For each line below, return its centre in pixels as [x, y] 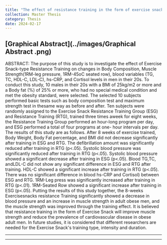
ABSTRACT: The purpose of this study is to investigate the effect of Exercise [83, 64]
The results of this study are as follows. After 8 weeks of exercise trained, [81, 132]
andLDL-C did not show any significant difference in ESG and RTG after [78, 164]
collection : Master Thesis [33, 14]
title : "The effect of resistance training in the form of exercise [78, 10]
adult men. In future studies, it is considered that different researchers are [81, 223]
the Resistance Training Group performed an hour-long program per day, [80, 122]
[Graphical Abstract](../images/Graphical [70, 44]
